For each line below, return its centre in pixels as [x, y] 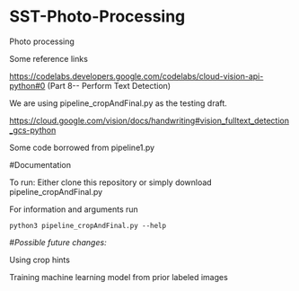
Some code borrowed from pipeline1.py [82, 147]
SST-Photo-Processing [97, 17]
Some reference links [48, 58]
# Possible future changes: [58, 242]
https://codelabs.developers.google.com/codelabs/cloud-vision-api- [136, 76]
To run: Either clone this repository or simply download [111, 182]
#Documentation [40, 164]
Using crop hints [40, 260]
